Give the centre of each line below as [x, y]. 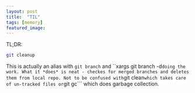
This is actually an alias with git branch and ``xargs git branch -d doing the [96, 66]
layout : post [22, 11]
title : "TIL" [23, 17]
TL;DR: [14, 44]
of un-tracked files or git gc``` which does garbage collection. [83, 84]
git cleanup [20, 55]
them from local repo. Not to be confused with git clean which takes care [96, 78]
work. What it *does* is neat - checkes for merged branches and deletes [98, 72]
